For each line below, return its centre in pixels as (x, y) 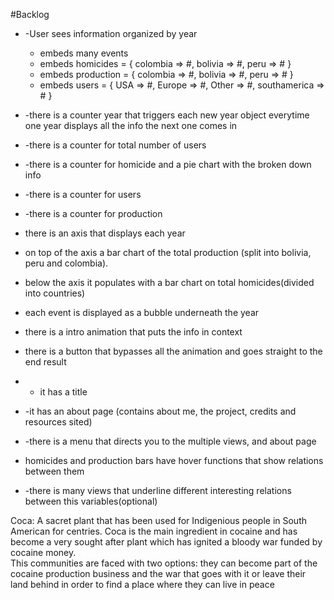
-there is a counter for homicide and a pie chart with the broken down (168, 164)
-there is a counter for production (93, 213)
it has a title (63, 392)
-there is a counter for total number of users (115, 145)
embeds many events (84, 53)
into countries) (55, 293)
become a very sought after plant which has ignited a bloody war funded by (166, 542)
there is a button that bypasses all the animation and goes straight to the (173, 351)
